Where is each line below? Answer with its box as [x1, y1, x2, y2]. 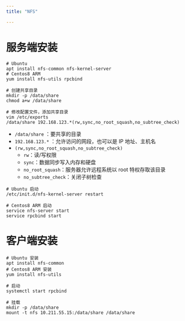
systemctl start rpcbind [6, 288, 67, 294]
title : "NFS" [6, 8, 38, 15]
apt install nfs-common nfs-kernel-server [6, 66, 112, 72]
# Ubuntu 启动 [6, 186, 39, 192]
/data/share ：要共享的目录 [14, 130, 82, 137]
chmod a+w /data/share [6, 97, 62, 103]
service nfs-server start [6, 208, 69, 214]
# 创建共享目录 [6, 87, 38, 93]
